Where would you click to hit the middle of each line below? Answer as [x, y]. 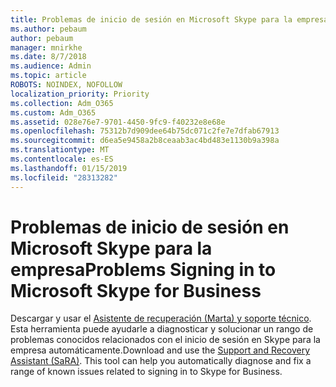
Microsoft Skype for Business [136, 290]
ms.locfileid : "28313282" [64, 177]
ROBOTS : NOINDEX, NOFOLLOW [66, 85]
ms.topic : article [48, 76]
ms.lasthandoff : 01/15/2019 [69, 168]
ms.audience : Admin [51, 66]
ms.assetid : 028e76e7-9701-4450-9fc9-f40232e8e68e [118, 122]
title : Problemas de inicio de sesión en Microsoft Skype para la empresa [169, 19]
